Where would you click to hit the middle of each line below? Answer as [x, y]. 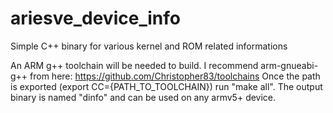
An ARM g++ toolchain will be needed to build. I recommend [134, 65]
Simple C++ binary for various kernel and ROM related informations [149, 46]
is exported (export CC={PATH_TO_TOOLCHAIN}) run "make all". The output [166, 86]
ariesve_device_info [95, 18]
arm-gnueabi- [289, 65]
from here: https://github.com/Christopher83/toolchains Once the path [175, 76]
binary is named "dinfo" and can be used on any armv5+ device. [143, 97]
